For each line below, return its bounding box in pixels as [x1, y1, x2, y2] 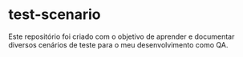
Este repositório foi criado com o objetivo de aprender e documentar [8, 32, 235, 41]
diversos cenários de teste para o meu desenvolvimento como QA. [8, 40, 229, 49]
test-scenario [8, 6, 102, 24]
